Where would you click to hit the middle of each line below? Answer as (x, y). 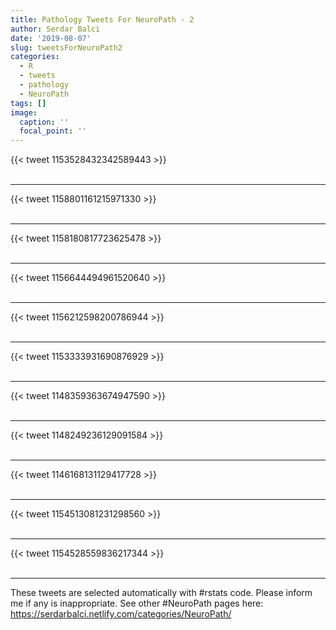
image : (24, 112)
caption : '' (44, 122)
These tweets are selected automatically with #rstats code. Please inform (161, 593)
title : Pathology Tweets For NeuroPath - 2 (102, 19)
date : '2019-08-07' (51, 38)
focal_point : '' (53, 131)
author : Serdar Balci (55, 29)
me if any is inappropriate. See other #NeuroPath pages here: (137, 603)
